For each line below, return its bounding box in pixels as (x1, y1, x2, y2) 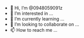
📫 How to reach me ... (10, 27, 58, 33)
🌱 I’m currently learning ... (10, 16, 65, 22)
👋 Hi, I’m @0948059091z (10, 5, 63, 11)
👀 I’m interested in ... (10, 10, 53, 16)
